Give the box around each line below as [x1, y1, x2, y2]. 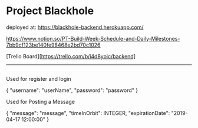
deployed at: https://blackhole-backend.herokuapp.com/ [6, 24, 144, 31]
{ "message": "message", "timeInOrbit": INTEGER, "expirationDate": [6, 110, 170, 117]
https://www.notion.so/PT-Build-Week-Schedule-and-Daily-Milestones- [6, 35, 180, 42]
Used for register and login [6, 76, 71, 83]
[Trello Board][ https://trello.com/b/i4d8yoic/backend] [6, 52, 136, 60]
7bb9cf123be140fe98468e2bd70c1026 [6, 41, 101, 48]
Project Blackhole [6, 4, 94, 18]
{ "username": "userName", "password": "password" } [6, 87, 138, 94]
